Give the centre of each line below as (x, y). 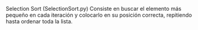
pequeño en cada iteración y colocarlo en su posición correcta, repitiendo (99, 15)
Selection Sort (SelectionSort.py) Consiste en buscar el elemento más (94, 9)
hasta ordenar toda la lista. (39, 21)
